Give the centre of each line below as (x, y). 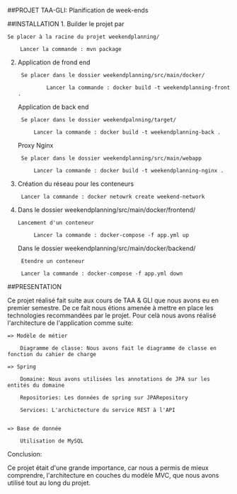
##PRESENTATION (35, 287)
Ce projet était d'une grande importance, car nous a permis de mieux (108, 468)
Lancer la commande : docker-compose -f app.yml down (102, 274)
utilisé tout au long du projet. (49, 483)
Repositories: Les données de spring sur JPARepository (104, 398)
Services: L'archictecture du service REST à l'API (98, 410)
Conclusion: (25, 454)
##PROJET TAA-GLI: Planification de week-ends (78, 10)
